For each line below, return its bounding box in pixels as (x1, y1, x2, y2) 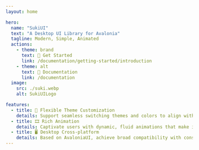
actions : (11, 42, 33, 47)
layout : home (5, 8, 38, 15)
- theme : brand (16, 47, 54, 53)
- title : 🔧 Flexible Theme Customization (11, 107, 115, 113)
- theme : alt (16, 63, 49, 69)
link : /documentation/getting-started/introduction (21, 58, 152, 64)
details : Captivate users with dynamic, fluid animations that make (16, 124, 189, 130)
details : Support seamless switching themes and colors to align (16, 113, 182, 119)
